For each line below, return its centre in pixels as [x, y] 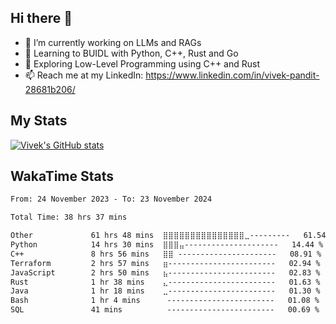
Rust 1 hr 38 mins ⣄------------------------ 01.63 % [165, 282]
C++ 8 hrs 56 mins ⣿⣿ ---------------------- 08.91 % [166, 254]
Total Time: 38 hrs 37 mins [69, 217]
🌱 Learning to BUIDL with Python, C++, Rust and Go [131, 53]
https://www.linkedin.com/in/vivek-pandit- [232, 75]
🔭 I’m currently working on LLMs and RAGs [113, 42]
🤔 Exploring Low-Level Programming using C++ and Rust [142, 63]
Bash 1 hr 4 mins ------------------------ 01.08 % [165, 301]
